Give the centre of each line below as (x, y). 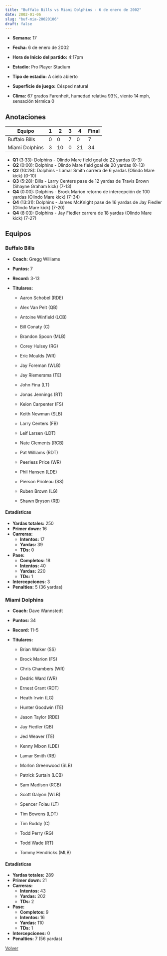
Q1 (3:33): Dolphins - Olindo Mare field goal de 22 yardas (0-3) (77, 160)
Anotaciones (25, 117)
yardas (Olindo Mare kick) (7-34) (46, 197)
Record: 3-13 (26, 278)
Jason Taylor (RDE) (40, 717)
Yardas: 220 (33, 571)
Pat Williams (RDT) (39, 452)
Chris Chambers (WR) (42, 669)
